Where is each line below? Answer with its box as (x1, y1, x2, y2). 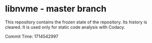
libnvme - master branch (5, 3, 107, 14)
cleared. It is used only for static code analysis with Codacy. (5, 24, 125, 30)
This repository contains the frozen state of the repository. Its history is (5, 19, 147, 25)
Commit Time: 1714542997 (5, 33, 59, 39)
